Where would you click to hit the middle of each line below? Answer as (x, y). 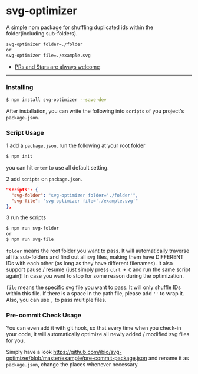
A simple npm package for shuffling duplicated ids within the (80, 27)
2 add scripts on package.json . (44, 179)
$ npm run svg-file (30, 240)
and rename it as (169, 358)
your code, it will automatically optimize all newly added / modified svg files (98, 334)
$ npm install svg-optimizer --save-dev (57, 100)
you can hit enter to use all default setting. (57, 167)
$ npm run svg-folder (33, 229)
